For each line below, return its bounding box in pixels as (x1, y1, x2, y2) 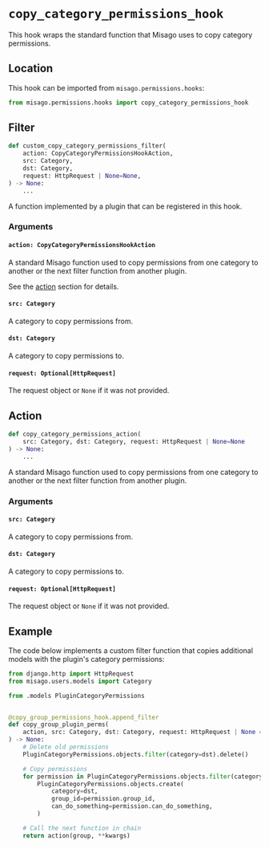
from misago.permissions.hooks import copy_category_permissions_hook (8, 99, 249, 107)
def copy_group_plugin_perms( (8, 720, 110, 728)
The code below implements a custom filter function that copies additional (8, 645, 254, 655)
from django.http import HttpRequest (8, 669, 134, 678)
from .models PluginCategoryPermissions (8, 692, 146, 700)
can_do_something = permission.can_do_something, (50, 802, 214, 810)
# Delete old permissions (22, 743, 110, 752)
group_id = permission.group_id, (50, 795, 156, 803)
